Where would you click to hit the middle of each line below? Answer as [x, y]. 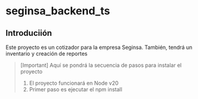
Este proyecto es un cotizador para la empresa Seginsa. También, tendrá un [99, 47]
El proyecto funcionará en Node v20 [74, 83]
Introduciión [29, 33]
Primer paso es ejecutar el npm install [76, 89]
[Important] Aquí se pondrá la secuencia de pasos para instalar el [101, 65]
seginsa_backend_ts [58, 11]
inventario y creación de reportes [47, 54]
